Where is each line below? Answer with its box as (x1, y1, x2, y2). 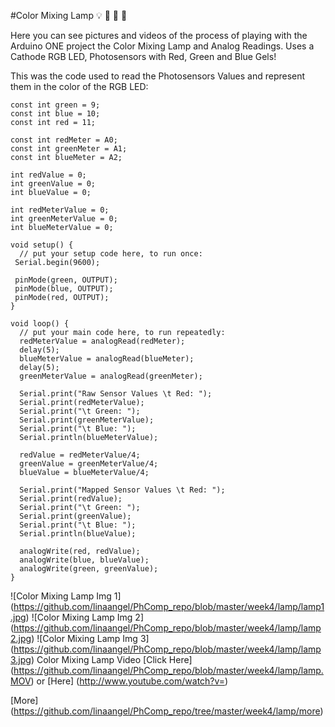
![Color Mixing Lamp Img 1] (10, 590, 122, 602)
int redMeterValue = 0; (10, 205, 110, 215)
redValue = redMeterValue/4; (19, 450, 141, 460)
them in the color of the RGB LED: (10, 81, 149, 92)
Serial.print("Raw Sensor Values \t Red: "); (19, 389, 213, 399)
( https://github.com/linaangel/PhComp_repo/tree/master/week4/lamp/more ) (10, 705, 324, 717)
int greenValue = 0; (10, 179, 97, 189)
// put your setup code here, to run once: (19, 249, 203, 259)
